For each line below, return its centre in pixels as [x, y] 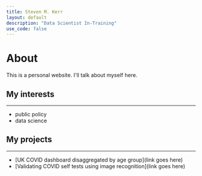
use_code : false [26, 29]
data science [31, 121]
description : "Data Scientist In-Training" [62, 23]
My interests [30, 94]
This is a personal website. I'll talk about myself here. [72, 75]
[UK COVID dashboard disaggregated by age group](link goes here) [99, 160]
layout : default [26, 17]
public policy [31, 114]
